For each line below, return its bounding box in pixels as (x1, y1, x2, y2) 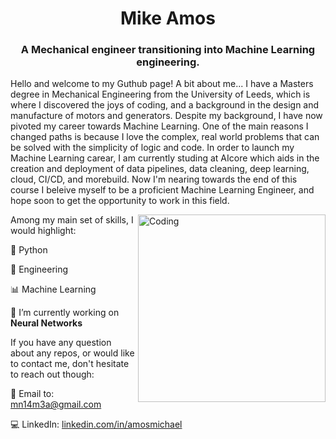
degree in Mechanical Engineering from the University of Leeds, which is (10, 88, 311, 101)
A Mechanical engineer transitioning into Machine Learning (20, 43, 316, 57)
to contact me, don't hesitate (10, 358, 130, 370)
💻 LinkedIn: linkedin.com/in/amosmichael (10, 418, 183, 431)
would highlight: (10, 225, 77, 237)
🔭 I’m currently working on (10, 307, 120, 319)
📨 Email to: (10, 388, 55, 400)
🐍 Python (10, 244, 48, 256)
